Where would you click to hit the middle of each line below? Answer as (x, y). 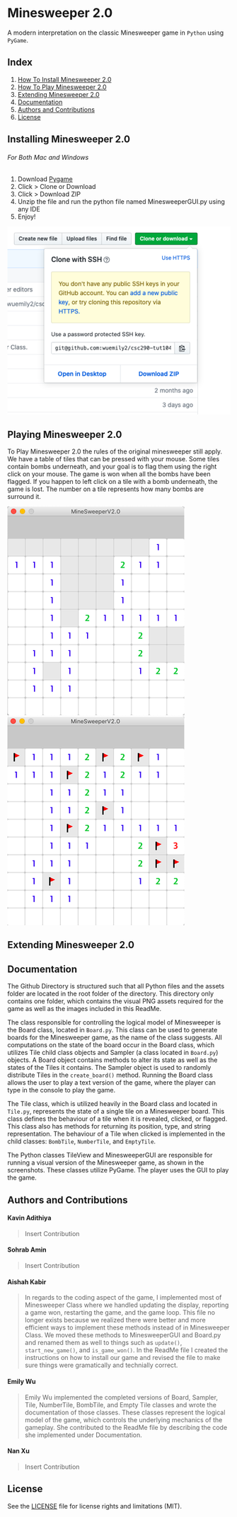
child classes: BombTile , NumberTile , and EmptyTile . (82, 1141)
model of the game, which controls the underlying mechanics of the (123, 1419)
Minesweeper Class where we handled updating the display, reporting (127, 1305)
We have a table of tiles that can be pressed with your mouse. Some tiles (114, 459)
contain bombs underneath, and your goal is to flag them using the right (112, 467)
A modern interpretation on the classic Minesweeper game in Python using (116, 33)
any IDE (29, 209)
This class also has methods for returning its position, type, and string (109, 1126)
